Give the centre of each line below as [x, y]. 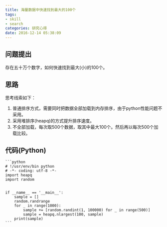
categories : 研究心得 [26, 28]
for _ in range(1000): [38, 206]
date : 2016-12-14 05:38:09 [33, 33]
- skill [13, 19]
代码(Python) [26, 150]
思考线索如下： [20, 97]
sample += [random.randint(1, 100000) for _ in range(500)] [87, 210]
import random [20, 180]
